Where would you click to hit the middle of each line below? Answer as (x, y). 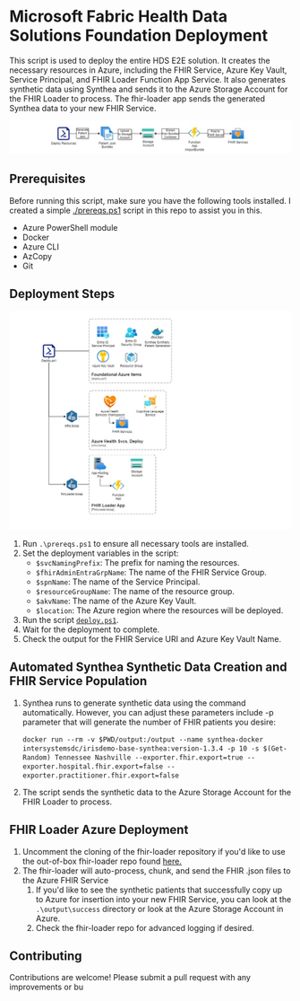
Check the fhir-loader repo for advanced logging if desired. (145, 927)
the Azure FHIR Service (65, 880)
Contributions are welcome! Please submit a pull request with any (130, 978)
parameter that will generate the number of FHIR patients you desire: (149, 722)
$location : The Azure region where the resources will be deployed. (159, 610)
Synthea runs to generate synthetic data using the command (134, 703)
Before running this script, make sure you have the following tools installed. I (150, 200)
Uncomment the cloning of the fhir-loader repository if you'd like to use (154, 851)
